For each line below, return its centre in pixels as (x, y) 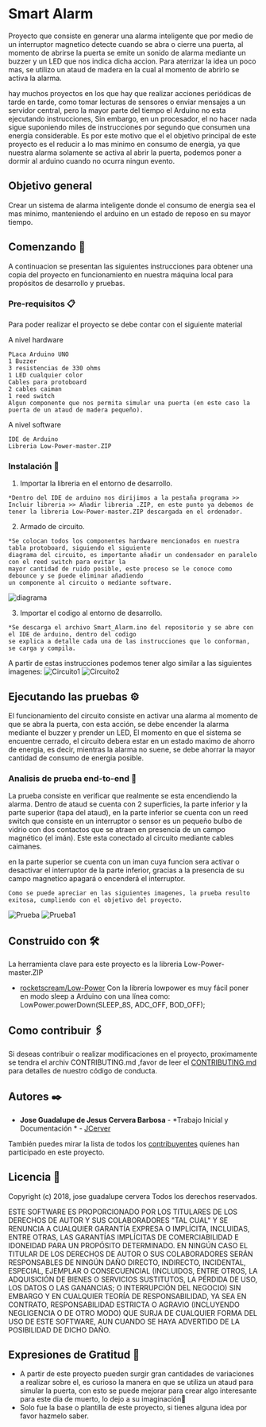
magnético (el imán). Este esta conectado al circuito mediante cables (121, 838)
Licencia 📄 (35, 1177)
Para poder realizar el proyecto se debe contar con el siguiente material (125, 324)
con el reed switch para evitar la (67, 562)
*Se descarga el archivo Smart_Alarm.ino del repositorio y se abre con (131, 628)
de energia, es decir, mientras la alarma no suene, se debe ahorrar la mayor (132, 749)
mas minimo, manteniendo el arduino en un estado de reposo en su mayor (130, 213)
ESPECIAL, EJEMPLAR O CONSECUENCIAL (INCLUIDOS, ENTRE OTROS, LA (133, 1270)
